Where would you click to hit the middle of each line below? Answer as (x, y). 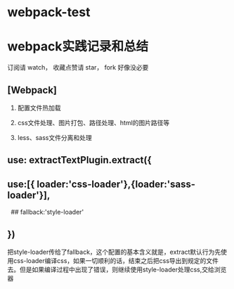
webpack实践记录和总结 (78, 47)
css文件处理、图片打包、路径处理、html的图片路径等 (93, 122)
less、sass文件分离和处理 (55, 137)
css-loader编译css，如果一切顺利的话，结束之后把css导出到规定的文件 (116, 260)
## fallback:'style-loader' (47, 212)
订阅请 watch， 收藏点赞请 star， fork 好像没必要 (78, 68)
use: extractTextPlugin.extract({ (80, 160)
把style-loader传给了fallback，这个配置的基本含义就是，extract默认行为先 (114, 252)
